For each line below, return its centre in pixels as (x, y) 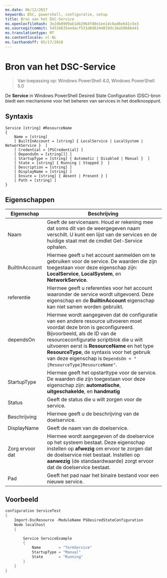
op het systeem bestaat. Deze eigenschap (96, 443)
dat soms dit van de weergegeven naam (94, 229)
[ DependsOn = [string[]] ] (43, 154)
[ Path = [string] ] (35, 180)
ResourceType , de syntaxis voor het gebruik (99, 352)
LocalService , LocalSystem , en (84, 274)
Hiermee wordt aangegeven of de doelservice (100, 436)
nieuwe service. (65, 482)
